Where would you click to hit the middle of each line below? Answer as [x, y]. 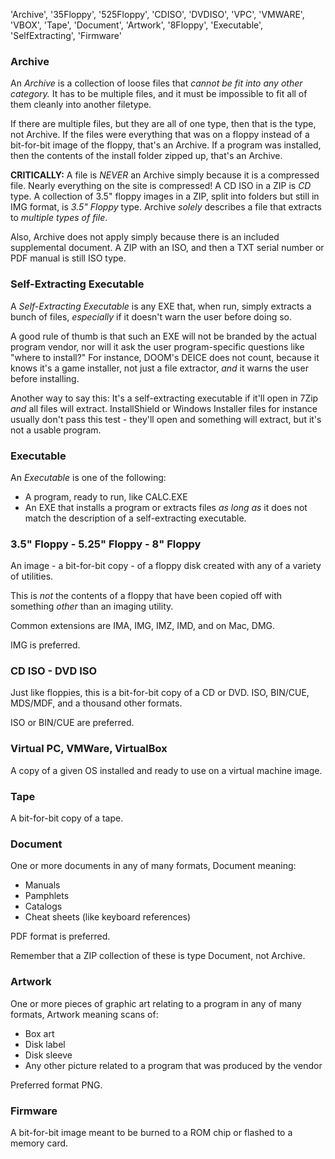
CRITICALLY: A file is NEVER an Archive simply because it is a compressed [165, 175]
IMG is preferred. [45, 645]
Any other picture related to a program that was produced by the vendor [173, 1065]
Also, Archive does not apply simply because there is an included [145, 237]
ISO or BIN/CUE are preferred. [72, 723]
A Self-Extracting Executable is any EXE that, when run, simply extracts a [161, 306]
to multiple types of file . [59, 218]
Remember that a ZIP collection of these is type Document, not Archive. [158, 956]
